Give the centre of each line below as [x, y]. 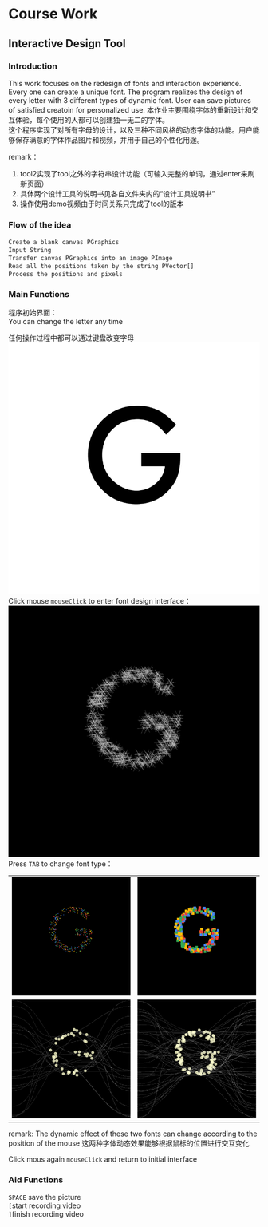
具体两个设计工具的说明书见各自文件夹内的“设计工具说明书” [117, 193]
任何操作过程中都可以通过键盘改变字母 [71, 338]
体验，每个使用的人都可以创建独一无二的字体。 [92, 120]
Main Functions [39, 295]
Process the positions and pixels [66, 275]
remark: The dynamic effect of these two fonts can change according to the [133, 1134]
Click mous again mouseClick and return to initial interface [103, 1159]
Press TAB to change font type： [61, 864]
